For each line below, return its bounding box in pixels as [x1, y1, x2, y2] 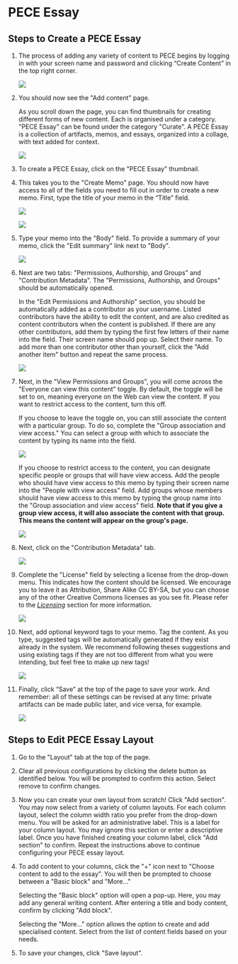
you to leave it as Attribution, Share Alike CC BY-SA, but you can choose [18, 585, 229, 594]
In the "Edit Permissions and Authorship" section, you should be [18, 298, 205, 305]
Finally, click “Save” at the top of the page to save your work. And [18, 685, 210, 693]
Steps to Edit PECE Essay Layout [8, 734, 154, 746]
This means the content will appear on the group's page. [18, 516, 188, 524]
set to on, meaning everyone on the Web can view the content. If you [18, 392, 220, 401]
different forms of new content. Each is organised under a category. [18, 115, 217, 123]
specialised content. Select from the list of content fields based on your [18, 927, 227, 936]
